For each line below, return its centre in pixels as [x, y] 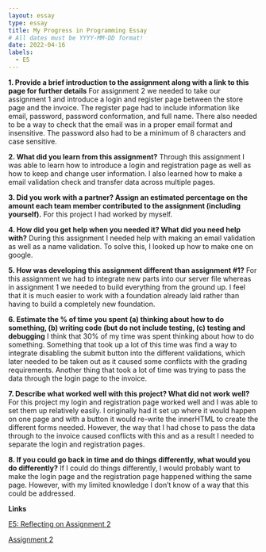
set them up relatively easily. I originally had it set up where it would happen [132, 410]
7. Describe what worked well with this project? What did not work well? [129, 393]
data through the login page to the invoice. [78, 378]
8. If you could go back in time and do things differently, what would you [130, 459]
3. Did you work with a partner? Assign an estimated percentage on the [128, 197]
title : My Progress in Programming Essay [78, 30]
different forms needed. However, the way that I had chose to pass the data [132, 427]
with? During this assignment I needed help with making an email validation [132, 238]
